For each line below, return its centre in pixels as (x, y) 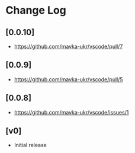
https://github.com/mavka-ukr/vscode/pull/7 (68, 46)
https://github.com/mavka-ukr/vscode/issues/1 (71, 112)
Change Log (36, 10)
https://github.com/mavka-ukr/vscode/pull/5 (68, 79)
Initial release (30, 145)
